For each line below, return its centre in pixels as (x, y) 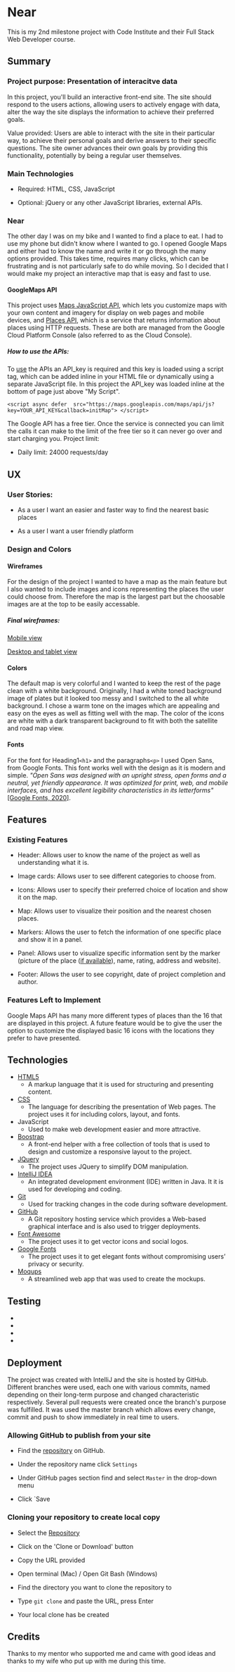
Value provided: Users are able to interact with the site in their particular (111, 133)
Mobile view (25, 638)
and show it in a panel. (50, 940)
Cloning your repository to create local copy (84, 1517)
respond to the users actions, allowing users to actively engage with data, (114, 104)
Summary (29, 62)
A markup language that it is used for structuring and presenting (121, 1085)
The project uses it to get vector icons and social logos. (108, 1242)
